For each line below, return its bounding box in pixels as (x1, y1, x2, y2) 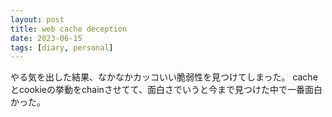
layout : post (10, 14, 65, 25)
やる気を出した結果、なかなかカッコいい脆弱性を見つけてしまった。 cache (10, 71, 318, 83)
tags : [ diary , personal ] (10, 42, 114, 53)
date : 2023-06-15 (10, 33, 83, 43)
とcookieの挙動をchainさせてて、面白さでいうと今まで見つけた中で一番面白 (10, 84, 323, 96)
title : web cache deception (10, 24, 128, 34)
